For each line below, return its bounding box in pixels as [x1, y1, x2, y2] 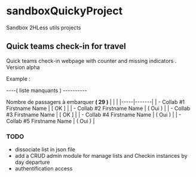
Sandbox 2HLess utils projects [6, 24, 82, 31]
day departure [14, 158, 50, 166]
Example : [6, 75, 31, 82]
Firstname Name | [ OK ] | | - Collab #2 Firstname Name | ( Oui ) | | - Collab [6, 105, 191, 112]
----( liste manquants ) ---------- [6, 87, 88, 94]
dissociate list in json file [14, 146, 76, 153]
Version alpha [6, 63, 40, 71]
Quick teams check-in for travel [6, 41, 127, 51]
